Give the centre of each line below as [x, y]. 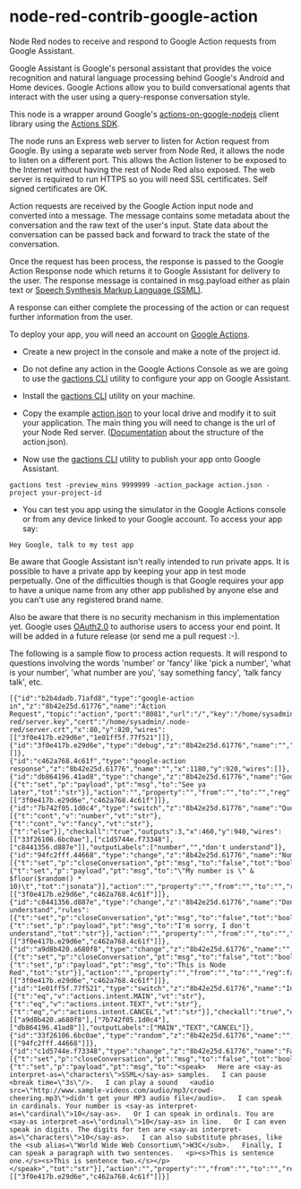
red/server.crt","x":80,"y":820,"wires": [88, 729]
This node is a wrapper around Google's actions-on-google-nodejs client [144, 114]
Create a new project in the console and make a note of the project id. [151, 351]
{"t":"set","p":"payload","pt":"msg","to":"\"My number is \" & [132, 871]
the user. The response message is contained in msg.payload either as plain [150, 280]
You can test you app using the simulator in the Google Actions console [154, 509]
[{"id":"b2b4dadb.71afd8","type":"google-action [102, 698]
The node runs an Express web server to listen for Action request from [139, 141]
